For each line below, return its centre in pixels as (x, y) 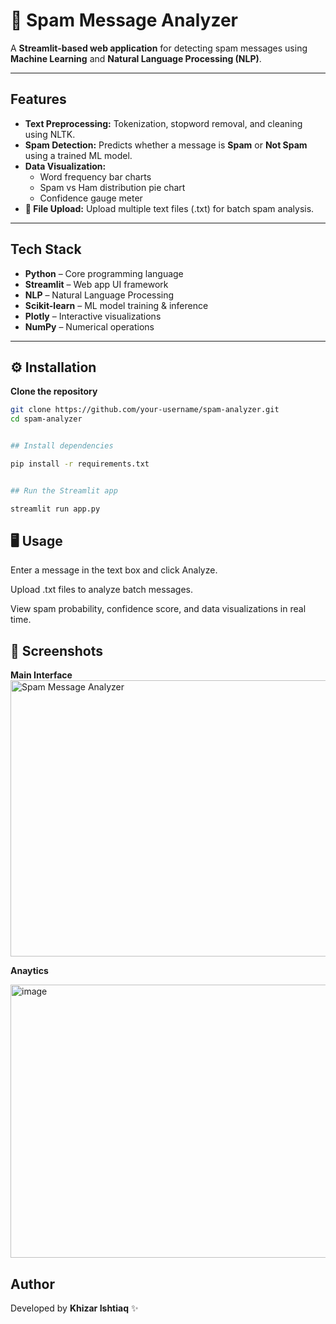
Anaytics (29, 971)
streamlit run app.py (55, 509)
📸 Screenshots (57, 650)
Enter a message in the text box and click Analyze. (114, 570)
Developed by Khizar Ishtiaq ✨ (74, 1308)
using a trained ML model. (78, 155)
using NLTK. (50, 134)
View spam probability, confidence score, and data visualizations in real (158, 609)
